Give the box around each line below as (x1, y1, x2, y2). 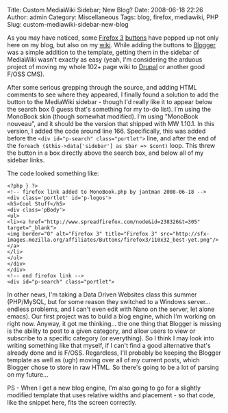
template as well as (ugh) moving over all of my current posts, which (7, 356, 200, 364)
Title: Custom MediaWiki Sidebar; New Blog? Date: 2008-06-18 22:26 (7, 6, 203, 14)
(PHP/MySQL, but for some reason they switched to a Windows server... (7, 298, 211, 305)
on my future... (7, 371, 49, 379)
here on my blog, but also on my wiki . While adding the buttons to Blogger (7, 41, 216, 49)
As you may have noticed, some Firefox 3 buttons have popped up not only (7, 34, 219, 42)
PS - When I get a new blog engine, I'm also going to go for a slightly (7, 384, 201, 392)
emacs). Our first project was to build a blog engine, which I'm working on (7, 312, 216, 321)
